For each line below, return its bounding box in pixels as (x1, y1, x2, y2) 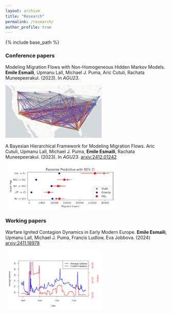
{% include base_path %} (5, 39, 60, 46)
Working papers (5, 217, 47, 225)
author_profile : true (5, 25, 52, 30)
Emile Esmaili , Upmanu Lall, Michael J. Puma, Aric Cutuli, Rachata (5, 69, 145, 76)
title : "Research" (5, 13, 45, 19)
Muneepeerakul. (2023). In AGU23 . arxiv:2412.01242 (5, 154, 117, 160)
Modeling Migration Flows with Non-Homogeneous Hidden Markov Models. (5, 64, 165, 70)
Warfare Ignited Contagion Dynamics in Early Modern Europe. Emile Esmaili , (5, 229, 167, 235)
